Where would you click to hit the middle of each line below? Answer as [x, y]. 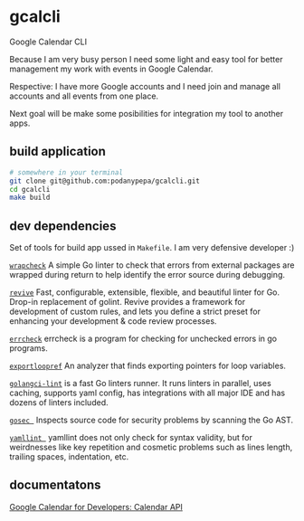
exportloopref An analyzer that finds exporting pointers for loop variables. [148, 366]
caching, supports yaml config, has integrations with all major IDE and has [147, 393]
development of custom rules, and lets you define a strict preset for [135, 312]
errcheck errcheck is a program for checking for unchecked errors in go [143, 339]
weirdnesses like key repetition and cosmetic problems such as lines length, [151, 447]
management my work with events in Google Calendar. [111, 69]
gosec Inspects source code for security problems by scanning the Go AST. [152, 420]
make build [30, 198]
